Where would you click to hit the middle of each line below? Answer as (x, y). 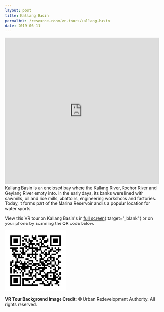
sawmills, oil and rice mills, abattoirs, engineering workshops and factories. (81, 199)
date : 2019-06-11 (23, 26)
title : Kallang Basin (27, 15)
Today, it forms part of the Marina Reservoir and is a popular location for (78, 203)
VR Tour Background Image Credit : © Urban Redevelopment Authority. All (80, 299)
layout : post (18, 10)
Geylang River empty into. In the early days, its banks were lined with (74, 193)
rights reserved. (21, 304)
